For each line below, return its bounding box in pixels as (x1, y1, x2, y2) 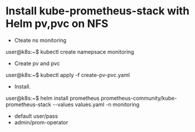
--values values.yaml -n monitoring (52, 100, 140, 108)
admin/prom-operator (14, 118, 68, 126)
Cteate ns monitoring (14, 36, 67, 44)
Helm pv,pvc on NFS (5, 17, 109, 30)
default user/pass (14, 112, 58, 119)
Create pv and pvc (14, 60, 61, 67)
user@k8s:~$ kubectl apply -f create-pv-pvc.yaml (5, 71, 130, 78)
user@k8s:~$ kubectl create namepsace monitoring (5, 48, 134, 55)
